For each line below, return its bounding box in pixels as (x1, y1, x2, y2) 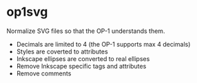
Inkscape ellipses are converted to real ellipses (16, 54, 150, 62)
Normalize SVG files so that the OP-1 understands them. (6, 27, 165, 35)
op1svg (6, 4, 48, 20)
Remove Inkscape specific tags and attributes (16, 62, 147, 70)
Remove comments (16, 69, 72, 78)
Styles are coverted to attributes (16, 47, 108, 56)
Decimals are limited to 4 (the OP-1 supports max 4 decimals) (16, 40, 191, 48)
